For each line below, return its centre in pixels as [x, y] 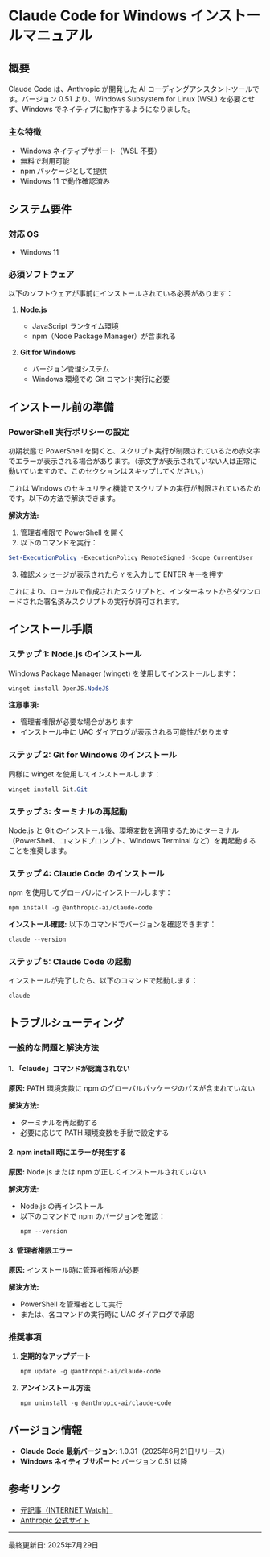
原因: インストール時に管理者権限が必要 [74, 1269]
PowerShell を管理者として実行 [71, 1304]
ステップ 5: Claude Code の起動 [70, 961]
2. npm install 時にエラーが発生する [67, 1153]
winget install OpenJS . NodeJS [59, 689]
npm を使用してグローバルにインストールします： [90, 892]
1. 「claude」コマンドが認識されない [69, 1068]
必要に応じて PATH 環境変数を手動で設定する [94, 1133]
